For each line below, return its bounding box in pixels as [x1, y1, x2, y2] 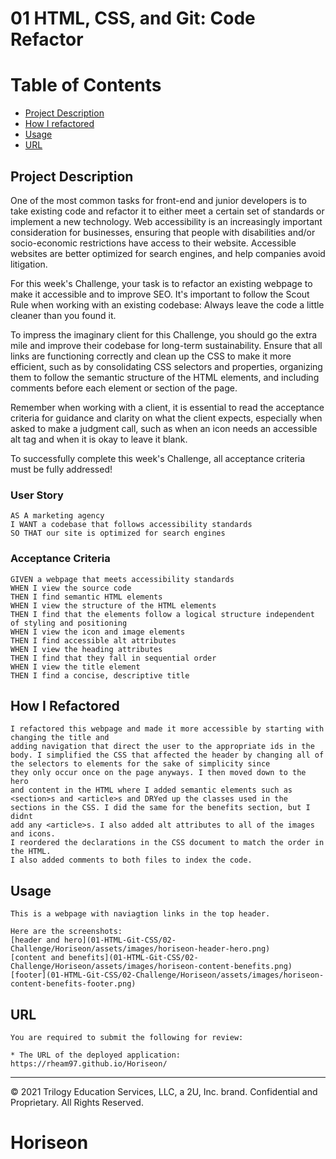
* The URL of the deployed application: [10, 1050, 182, 1060]
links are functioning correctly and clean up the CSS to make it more [10, 350, 292, 362]
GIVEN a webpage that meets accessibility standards [10, 574, 235, 584]
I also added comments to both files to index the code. [10, 855, 253, 866]
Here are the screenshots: [10, 927, 123, 937]
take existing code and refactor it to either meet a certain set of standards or [10, 205, 325, 217]
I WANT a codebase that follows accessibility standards [10, 520, 253, 530]
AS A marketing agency [10, 511, 105, 521]
